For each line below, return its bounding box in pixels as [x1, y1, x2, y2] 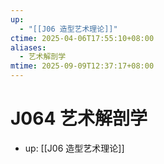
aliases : [10, 42, 47, 53]
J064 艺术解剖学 [10, 107, 148, 130]
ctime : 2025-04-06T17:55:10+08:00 [10, 33, 155, 43]
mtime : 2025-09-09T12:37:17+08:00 [10, 61, 155, 71]
